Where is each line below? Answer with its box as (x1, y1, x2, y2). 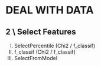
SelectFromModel (14, 55, 57, 61)
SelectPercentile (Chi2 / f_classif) (14, 42, 96, 49)
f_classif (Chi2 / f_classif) (14, 48, 76, 55)
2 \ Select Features (5, 27, 76, 37)
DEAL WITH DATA (5, 4, 94, 17)
